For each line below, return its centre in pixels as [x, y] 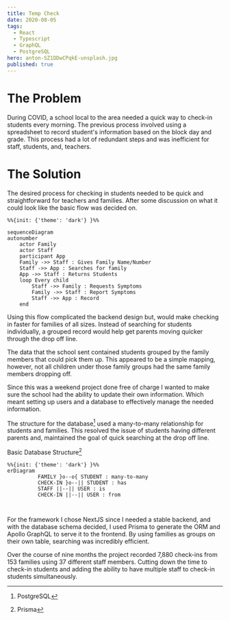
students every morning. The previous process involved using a [97, 125]
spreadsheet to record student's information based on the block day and [110, 132]
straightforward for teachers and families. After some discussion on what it [112, 200]
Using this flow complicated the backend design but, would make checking [113, 317]
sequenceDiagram [30, 232]
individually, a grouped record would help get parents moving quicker [105, 331]
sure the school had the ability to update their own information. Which [105, 394]
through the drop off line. [42, 338]
